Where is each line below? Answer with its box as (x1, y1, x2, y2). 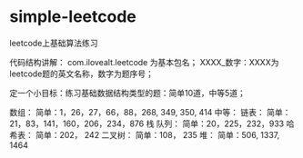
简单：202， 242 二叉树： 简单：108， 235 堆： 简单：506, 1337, (35, 129, 280, 140)
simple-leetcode (9, 6, 136, 27)
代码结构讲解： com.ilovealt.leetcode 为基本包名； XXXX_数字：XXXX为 (9, 56, 279, 67)
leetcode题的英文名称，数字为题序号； (9, 68, 155, 79)
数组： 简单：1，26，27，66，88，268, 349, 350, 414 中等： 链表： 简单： (9, 106, 291, 117)
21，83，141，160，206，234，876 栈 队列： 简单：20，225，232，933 (9, 118, 285, 129)
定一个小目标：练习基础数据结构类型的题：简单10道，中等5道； (9, 87, 246, 98)
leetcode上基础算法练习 (9, 37, 98, 48)
